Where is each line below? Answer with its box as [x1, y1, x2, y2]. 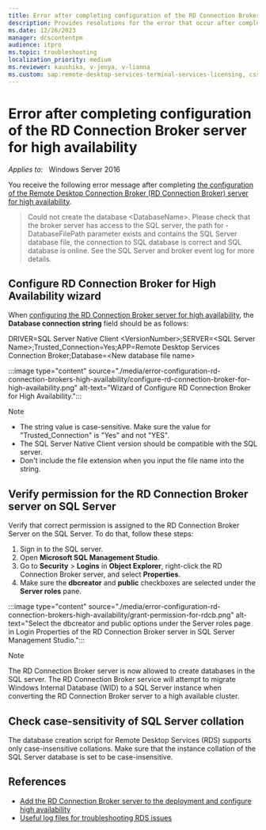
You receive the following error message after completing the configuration [8, 180, 253, 189]
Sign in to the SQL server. [19, 544, 104, 554]
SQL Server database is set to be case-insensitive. [8, 752, 173, 761]
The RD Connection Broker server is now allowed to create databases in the [8, 666, 256, 676]
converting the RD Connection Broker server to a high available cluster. [8, 691, 240, 701]
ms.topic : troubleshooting [8, 48, 97, 56]
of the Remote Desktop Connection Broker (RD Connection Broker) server [8, 188, 249, 198]
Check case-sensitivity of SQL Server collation [8, 714, 245, 728]
